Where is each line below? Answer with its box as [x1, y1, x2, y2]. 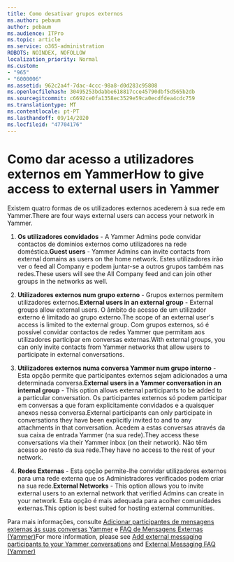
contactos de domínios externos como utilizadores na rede [17, 240, 187, 249]
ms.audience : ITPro [7, 29, 64, 37]
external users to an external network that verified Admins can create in [17, 489, 224, 498]
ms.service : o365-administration [7, 43, 105, 50]
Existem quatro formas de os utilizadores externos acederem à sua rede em [7, 204, 226, 212]
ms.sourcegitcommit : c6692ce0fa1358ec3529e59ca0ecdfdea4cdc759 [7, 95, 196, 102]
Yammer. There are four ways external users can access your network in [7, 212, 214, 220]
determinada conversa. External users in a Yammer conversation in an [17, 379, 222, 388]
